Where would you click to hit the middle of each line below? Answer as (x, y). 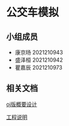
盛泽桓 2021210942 (39, 60)
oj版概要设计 (22, 104)
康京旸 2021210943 (39, 52)
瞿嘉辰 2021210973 (39, 68)
